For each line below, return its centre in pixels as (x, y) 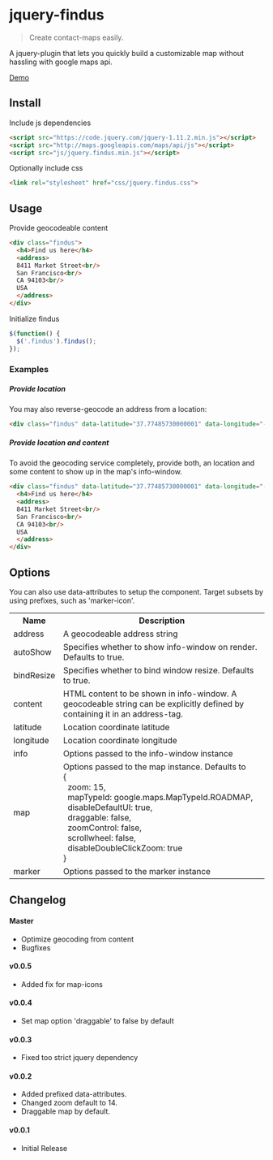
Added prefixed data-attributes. (74, 1094)
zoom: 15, (87, 787)
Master (22, 920)
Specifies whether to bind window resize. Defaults (158, 670)
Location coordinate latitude (116, 727)
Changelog (38, 900)
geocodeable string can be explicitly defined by (154, 703)
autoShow (32, 651)
